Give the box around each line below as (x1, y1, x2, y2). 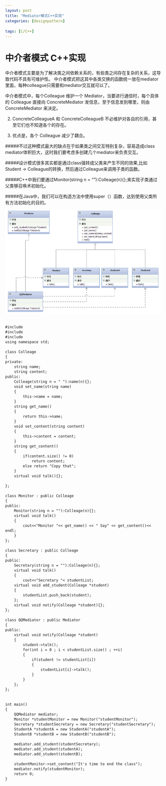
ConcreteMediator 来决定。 (5, 105, 61, 111)
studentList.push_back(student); (23, 593, 92, 598)
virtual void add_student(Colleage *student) (14, 583, 110, 588)
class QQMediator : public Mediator (5, 618, 81, 623)
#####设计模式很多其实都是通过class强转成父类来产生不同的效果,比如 (5, 160, 148, 166)
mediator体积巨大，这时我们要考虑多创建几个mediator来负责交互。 (5, 149, 141, 155)
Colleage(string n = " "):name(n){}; (14, 379, 92, 384)
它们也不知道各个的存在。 (16, 122, 69, 128)
